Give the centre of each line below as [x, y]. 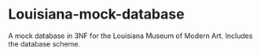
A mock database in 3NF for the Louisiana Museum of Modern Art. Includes [130, 36]
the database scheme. [44, 43]
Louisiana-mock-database [96, 14]
